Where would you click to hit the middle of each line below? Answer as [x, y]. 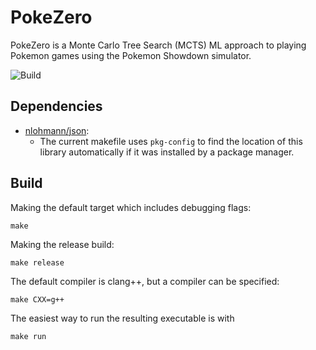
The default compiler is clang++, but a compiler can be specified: [145, 281]
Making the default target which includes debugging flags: [131, 207]
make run [28, 336]
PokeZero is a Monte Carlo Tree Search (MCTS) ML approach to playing [158, 45]
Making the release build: [62, 244]
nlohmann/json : [57, 130]
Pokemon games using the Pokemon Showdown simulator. [131, 55]
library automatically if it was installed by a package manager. [167, 152]
